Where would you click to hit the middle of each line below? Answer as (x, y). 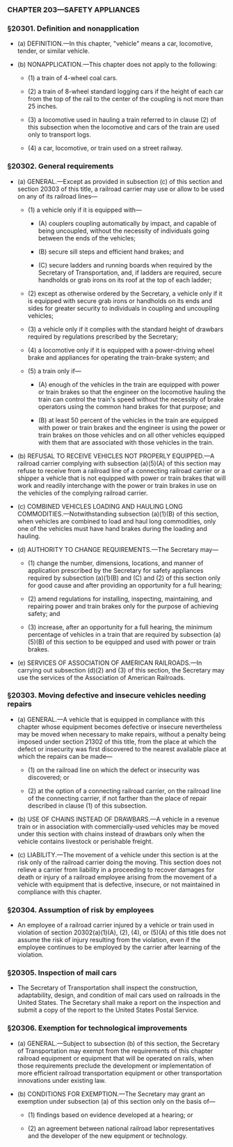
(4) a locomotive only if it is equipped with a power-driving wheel (121, 350)
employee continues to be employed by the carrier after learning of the (119, 947)
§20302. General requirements (61, 167)
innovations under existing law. (62, 1080)
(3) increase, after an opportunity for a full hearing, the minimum (120, 627)
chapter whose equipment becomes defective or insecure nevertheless (120, 727)
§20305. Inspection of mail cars (62, 973)
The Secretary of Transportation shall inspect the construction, (107, 988)
